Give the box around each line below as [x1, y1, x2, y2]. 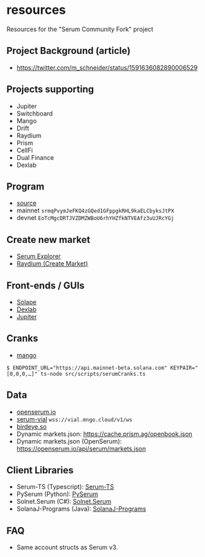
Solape [16, 298, 37, 306]
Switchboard [16, 109, 53, 118]
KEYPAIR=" [170, 364, 198, 372]
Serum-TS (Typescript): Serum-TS [16, 483, 115, 491]
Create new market [6, 234, 90, 246]
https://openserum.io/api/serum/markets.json [16, 444, 146, 453]
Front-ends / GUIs [6, 280, 85, 291]
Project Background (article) [6, 45, 131, 57]
